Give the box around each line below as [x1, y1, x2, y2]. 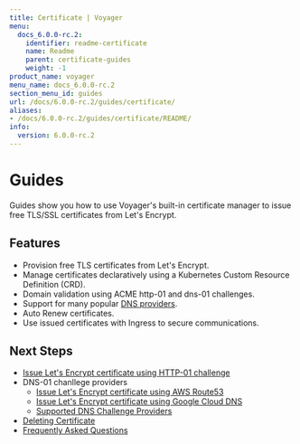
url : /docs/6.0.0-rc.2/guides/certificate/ [9, 97, 176, 107]
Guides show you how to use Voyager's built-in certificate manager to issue [9, 200, 292, 211]
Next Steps [9, 344, 73, 359]
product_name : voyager [9, 72, 95, 81]
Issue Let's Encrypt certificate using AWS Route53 [35, 386, 224, 398]
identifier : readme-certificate [25, 38, 147, 48]
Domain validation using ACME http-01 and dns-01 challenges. [22, 288, 255, 299]
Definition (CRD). [22, 279, 86, 289]
